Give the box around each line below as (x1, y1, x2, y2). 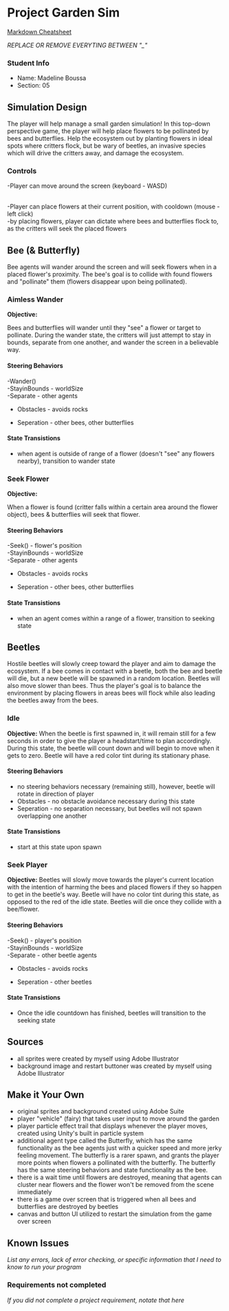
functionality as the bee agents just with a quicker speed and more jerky (17, 1144, 222, 1152)
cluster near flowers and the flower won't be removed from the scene (17, 1181, 215, 1189)
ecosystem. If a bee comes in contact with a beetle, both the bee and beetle (7, 667, 223, 676)
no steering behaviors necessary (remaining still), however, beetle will (17, 782, 215, 791)
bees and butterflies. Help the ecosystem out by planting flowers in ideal (7, 135, 213, 143)
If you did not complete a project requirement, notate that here (7, 1296, 184, 1304)
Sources (7, 1036, 44, 1048)
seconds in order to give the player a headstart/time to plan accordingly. (7, 736, 212, 745)
